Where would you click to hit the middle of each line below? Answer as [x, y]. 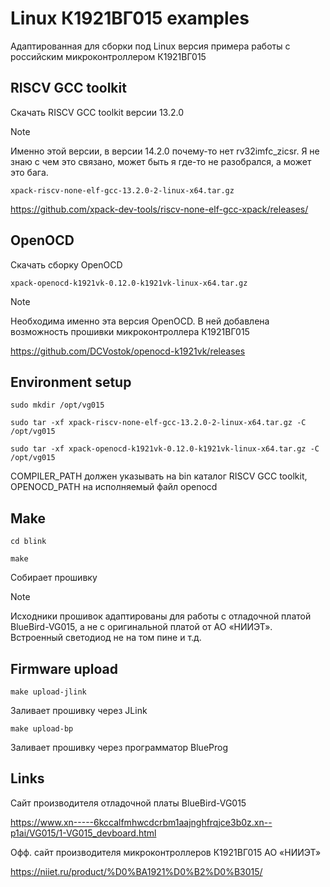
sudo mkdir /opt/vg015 [57, 405]
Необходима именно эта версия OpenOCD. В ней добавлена [140, 321]
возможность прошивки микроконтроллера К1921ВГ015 [130, 331]
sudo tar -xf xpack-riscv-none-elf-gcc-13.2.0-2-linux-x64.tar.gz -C [158, 423]
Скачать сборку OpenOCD [66, 264]
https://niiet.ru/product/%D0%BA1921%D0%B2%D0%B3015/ [136, 871]
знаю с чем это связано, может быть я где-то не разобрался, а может [161, 161]
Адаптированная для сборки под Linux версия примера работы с [150, 46]
